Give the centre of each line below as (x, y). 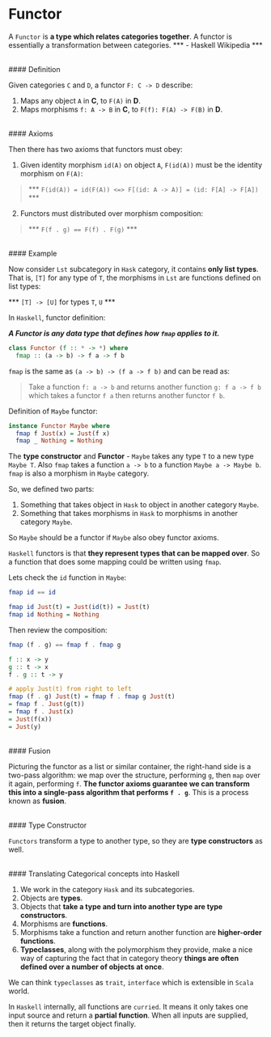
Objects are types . (51, 898)
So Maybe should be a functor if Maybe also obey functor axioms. (114, 538)
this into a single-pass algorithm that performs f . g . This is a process (129, 792)
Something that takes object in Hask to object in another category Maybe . (140, 505)
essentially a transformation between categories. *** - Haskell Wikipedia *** (135, 44)
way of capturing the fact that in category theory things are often (129, 958)
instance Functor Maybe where (59, 425)
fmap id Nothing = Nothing (54, 615)
